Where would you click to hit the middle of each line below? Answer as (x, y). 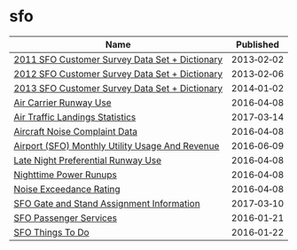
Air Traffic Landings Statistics (75, 117)
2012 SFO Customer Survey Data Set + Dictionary (118, 74)
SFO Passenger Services (66, 217)
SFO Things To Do (52, 232)
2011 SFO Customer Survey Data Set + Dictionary (118, 59)
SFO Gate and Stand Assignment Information (107, 203)
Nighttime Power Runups (65, 175)
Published (258, 44)
